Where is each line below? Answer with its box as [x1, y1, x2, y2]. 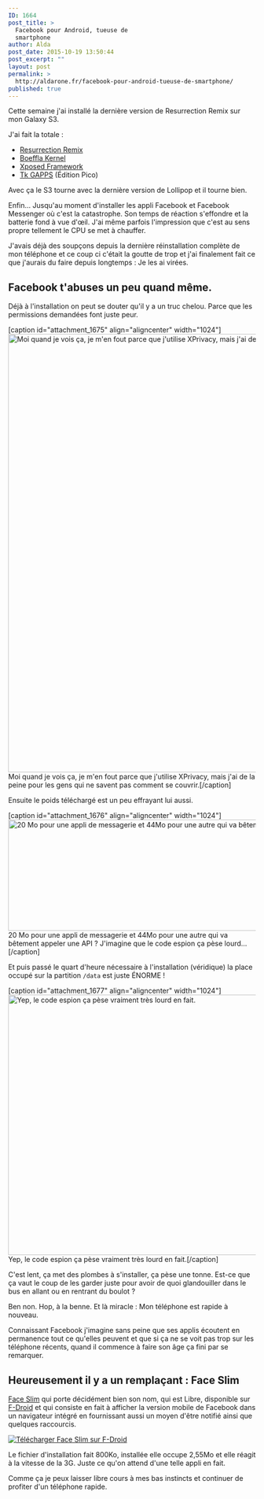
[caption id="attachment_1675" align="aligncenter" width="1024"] [8, 325, 222, 335]
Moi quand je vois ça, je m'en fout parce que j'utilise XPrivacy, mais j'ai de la [8, 772, 255, 782]
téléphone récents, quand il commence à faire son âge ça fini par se [8, 1342, 229, 1352]
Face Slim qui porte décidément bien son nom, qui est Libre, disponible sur [8, 1394, 251, 1404]
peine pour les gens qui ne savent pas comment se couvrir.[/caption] [8, 780, 232, 790]
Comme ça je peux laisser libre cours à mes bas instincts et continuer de [8, 1474, 244, 1482]
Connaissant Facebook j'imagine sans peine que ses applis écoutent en [8, 1326, 240, 1335]
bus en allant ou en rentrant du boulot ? [8, 1286, 136, 1296]
